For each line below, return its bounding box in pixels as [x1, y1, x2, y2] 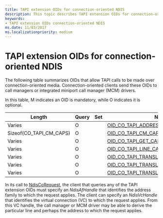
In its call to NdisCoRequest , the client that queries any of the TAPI [5, 182, 138, 187]
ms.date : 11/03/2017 [5, 25, 47, 30]
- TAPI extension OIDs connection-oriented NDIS [5, 20, 105, 26]
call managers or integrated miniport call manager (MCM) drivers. [5, 87, 136, 93]
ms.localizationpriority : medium [5, 30, 73, 35]
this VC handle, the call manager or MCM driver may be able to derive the [5, 202, 152, 208]
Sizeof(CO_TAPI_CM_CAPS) [7, 129, 70, 136]
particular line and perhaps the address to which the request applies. [5, 207, 143, 213]
